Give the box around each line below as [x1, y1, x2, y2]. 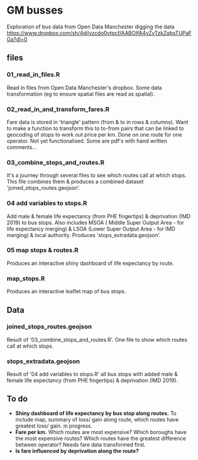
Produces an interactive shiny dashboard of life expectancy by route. [6, 260, 174, 267]
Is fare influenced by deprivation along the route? [15, 447, 139, 454]
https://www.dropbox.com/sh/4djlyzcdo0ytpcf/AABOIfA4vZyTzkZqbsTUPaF [6, 29, 192, 36]
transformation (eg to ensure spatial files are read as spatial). [6, 90, 155, 98]
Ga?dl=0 [6, 35, 28, 43]
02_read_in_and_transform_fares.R [6, 105, 110, 113]
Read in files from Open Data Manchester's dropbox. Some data [6, 84, 162, 91]
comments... [6, 143, 37, 151]
